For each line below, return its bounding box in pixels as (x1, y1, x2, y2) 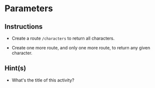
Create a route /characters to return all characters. (11, 35, 115, 41)
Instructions (4, 22, 43, 31)
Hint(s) (4, 64, 26, 72)
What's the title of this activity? (11, 77, 75, 83)
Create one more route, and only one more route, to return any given (11, 45, 151, 50)
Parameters (4, 3, 53, 14)
